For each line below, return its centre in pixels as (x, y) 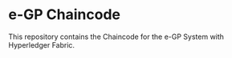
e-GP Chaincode (64, 15)
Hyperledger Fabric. (41, 44)
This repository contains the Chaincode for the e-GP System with (116, 37)
